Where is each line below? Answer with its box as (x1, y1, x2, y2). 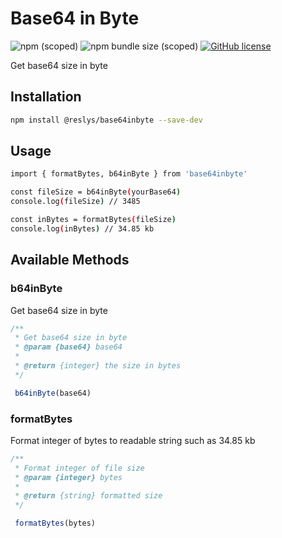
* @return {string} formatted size (14, 491, 163, 501)
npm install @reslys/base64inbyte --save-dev (10, 115, 203, 125)
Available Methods (10, 252, 130, 269)
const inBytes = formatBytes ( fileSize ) (10, 215, 177, 225)
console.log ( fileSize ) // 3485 (10, 197, 141, 207)
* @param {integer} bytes (14, 472, 123, 482)
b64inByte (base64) (14, 388, 92, 398)
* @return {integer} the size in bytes (14, 361, 182, 371)
